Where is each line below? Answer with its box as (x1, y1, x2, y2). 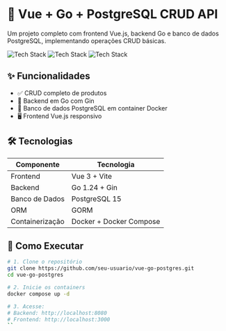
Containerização (10, 216, 65, 226)
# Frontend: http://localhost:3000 (7, 316, 111, 323)
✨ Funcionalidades (7, 70, 90, 82)
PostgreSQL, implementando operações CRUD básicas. (7, 36, 167, 45)
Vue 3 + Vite (71, 171, 113, 181)
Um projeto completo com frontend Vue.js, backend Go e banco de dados (7, 29, 219, 38)
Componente (15, 159, 60, 169)
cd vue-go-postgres (7, 271, 64, 279)
